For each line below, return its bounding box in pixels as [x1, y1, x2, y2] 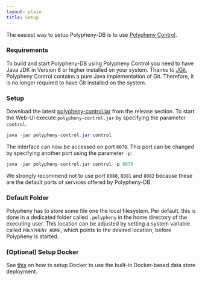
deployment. [6, 268, 37, 275]
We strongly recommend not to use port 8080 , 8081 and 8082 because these [6, 172, 193, 179]
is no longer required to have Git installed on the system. [6, 79, 147, 86]
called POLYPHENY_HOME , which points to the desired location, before [6, 227, 172, 234]
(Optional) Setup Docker [6, 248, 79, 256]
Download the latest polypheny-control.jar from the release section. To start [6, 108, 195, 115]
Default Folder [6, 194, 49, 202]
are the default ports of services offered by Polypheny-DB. [6, 178, 152, 186]
